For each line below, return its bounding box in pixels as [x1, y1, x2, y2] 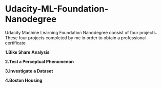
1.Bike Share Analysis [5, 49, 50, 55]
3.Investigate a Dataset [5, 68, 54, 73]
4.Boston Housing [5, 77, 42, 83]
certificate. [5, 40, 27, 45]
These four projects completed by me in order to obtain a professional [5, 35, 146, 41]
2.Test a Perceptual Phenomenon [5, 59, 74, 64]
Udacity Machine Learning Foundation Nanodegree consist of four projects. [5, 29, 157, 35]
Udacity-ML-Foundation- [5, 3, 109, 15]
